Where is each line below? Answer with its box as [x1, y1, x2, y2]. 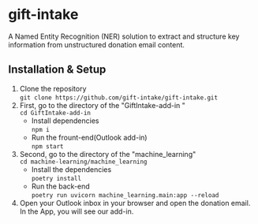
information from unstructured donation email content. [8, 39, 185, 49]
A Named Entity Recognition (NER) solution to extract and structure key [8, 32, 240, 41]
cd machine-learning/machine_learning [19, 158, 148, 166]
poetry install [31, 174, 81, 182]
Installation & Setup [8, 63, 107, 77]
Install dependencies [31, 116, 99, 125]
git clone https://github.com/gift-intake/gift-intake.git [19, 93, 219, 102]
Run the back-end [31, 181, 91, 191]
